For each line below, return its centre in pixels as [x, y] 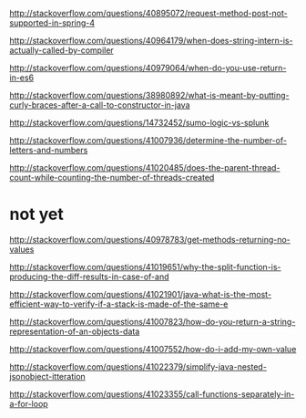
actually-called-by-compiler [61, 50]
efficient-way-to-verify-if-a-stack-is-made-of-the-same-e [119, 304]
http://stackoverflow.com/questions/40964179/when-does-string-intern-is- [151, 41]
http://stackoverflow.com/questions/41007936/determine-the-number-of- [148, 140]
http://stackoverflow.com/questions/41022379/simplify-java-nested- [138, 366]
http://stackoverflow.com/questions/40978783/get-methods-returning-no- [150, 239]
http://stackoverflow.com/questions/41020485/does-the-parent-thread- [145, 167]
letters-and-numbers [49, 150]
